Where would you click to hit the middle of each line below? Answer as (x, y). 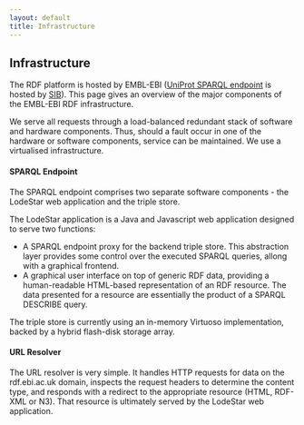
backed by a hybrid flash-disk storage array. (92, 331)
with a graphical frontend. (71, 265)
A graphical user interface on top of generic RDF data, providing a (146, 275)
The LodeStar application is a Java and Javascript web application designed (152, 219)
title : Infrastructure (52, 26)
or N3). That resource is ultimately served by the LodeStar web (147, 401)
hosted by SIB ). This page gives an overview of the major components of (146, 94)
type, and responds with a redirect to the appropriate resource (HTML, (141, 391)
